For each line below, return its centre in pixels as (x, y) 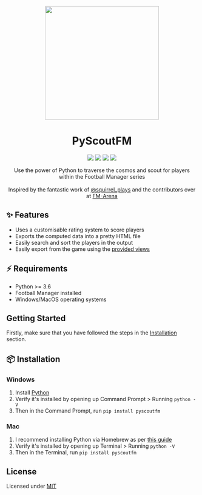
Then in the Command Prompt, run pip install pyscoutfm (88, 411)
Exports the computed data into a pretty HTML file (78, 236)
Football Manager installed (48, 293)
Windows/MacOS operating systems (61, 299)
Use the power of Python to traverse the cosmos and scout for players (102, 170)
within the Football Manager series (102, 176)
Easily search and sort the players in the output (74, 242)
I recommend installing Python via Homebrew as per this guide (93, 440)
